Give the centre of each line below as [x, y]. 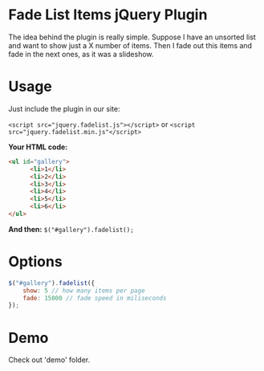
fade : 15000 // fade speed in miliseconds [95, 298]
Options [35, 262]
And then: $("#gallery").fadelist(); [71, 229]
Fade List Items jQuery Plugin [108, 15]
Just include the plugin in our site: [64, 108]
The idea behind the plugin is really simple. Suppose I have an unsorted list [132, 37]
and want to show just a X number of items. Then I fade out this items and [130, 45]
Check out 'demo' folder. [49, 360]
